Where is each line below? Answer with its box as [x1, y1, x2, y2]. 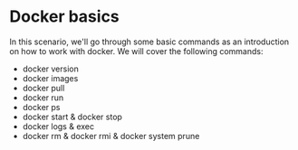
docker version [22, 63, 79, 74]
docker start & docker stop [22, 111, 122, 122]
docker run [22, 92, 64, 103]
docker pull [22, 82, 65, 93]
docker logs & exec [22, 120, 95, 132]
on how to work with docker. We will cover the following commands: [9, 45, 264, 56]
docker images [22, 72, 79, 83]
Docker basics [9, 6, 120, 27]
